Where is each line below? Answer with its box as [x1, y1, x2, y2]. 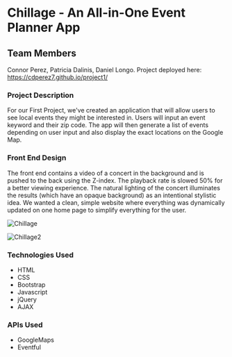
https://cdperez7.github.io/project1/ [7, 73, 108, 81]
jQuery [17, 295, 37, 304]
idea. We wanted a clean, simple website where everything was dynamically [7, 198, 225, 206]
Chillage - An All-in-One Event [7, 5, 186, 21]
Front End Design [7, 153, 67, 163]
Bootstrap [17, 280, 46, 289]
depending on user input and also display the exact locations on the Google [7, 128, 224, 137]
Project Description [7, 90, 74, 100]
